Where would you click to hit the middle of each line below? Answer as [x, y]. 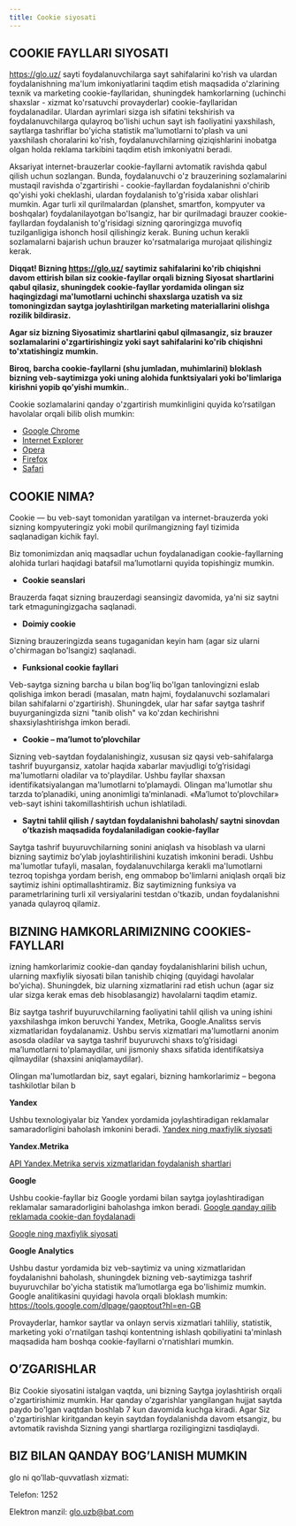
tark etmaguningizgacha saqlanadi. [73, 607]
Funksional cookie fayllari [70, 668]
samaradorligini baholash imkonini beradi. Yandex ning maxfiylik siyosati [140, 1130]
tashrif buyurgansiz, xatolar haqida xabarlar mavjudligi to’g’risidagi [130, 766]
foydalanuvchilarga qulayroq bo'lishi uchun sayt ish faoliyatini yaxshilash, [142, 121]
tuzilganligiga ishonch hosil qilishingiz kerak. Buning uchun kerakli [129, 233]
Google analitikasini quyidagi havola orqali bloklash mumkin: [118, 1296]
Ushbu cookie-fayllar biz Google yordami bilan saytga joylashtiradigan [137, 1198]
